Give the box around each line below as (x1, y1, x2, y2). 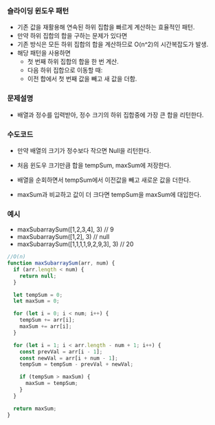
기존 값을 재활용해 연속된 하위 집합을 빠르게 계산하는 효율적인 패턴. (16, 23, 195, 32)
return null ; (19, 272, 57, 280)
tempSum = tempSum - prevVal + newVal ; (19, 361, 134, 368)
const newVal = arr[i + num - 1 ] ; (19, 355, 118, 362)
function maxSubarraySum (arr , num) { (7, 260, 115, 267)
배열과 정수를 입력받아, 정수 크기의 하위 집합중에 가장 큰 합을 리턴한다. (16, 110, 204, 118)
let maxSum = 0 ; (13, 298, 60, 304)
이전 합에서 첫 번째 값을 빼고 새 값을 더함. (27, 74, 137, 83)
